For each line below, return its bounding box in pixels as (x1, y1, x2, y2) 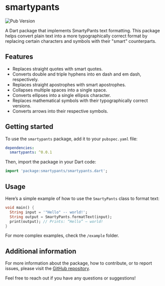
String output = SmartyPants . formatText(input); (9, 214, 112, 219)
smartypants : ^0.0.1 (9, 150, 52, 155)
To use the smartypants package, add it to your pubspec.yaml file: (5, 136, 138, 142)
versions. (12, 102, 31, 108)
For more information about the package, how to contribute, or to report (5, 260, 153, 266)
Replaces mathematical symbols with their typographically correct (12, 97, 148, 103)
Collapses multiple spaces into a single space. (12, 87, 107, 93)
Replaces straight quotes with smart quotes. (12, 66, 103, 72)
